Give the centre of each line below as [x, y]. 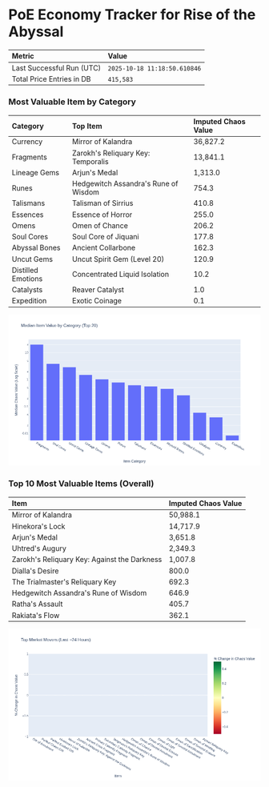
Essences [28, 215]
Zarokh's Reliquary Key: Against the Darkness [87, 560]
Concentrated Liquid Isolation [120, 275]
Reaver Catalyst [98, 290]
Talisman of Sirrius [102, 203]
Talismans [28, 203]
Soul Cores [30, 237]
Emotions [27, 279]
